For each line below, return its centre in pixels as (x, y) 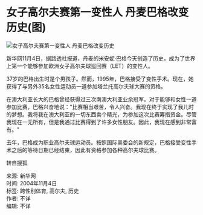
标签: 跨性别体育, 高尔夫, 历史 (43, 191)
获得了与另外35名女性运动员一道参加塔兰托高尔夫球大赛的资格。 (86, 86)
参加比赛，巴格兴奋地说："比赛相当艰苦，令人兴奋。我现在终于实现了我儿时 (100, 107)
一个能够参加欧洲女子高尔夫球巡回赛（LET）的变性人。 (85, 66)
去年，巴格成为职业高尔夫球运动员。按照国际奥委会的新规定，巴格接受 (94, 142)
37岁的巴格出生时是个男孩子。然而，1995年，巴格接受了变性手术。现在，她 (100, 79)
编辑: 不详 (18, 206)
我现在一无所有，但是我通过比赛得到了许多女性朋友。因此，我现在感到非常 (99, 122)
